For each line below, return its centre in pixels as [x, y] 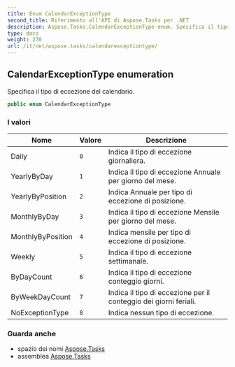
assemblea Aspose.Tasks [54, 357]
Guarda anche [32, 333]
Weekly [23, 257]
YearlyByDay [32, 176]
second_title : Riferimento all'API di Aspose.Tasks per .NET [98, 20]
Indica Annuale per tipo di [150, 192]
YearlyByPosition [39, 196]
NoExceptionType [40, 312]
